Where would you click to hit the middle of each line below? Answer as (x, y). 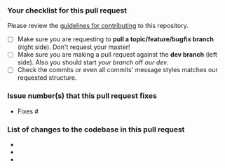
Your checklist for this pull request (67, 10)
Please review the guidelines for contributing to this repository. (98, 26)
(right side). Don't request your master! (74, 47)
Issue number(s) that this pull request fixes (82, 96)
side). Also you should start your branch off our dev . (93, 62)
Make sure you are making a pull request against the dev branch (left (117, 55)
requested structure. (47, 78)
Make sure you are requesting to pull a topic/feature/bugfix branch (115, 39)
